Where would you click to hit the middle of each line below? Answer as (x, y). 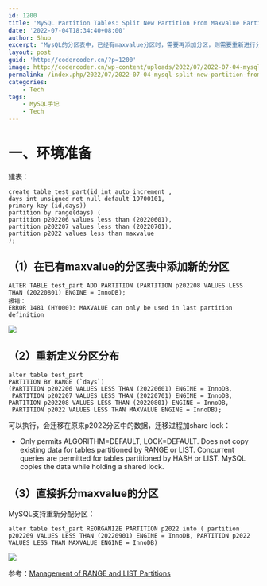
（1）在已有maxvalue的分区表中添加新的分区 (119, 267)
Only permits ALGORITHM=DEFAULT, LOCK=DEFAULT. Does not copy (134, 441)
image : (19, 67)
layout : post (30, 52)
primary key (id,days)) (48, 206)
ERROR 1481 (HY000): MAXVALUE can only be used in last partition (120, 308)
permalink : (26, 75)
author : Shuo (30, 38)
